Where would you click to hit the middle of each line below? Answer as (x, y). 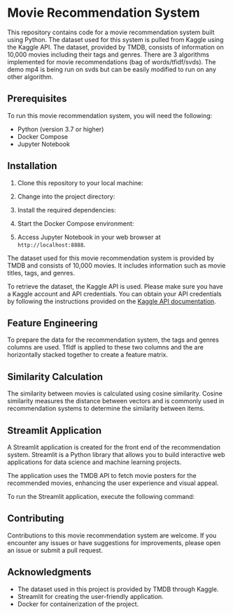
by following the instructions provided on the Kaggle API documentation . (112, 301)
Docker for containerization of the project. (78, 604)
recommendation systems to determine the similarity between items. (106, 408)
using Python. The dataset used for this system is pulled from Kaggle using (115, 39)
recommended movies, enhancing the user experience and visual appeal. (113, 483)
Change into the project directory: (66, 196)
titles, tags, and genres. (41, 273)
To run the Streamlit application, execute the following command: (101, 497)
